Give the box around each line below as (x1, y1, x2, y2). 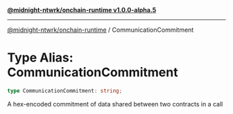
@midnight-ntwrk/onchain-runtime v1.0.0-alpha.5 (7, 6, 157, 14)
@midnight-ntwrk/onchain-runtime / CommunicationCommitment (7, 26, 194, 34)
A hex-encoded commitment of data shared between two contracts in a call (7, 99, 223, 108)
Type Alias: (7, 50, 74, 66)
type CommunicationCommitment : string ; (7, 87, 123, 94)
